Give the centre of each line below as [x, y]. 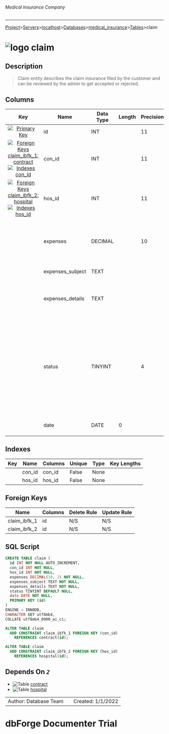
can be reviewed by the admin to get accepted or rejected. [78, 84]
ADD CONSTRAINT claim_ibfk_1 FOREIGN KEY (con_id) [64, 633]
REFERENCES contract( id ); [41, 638]
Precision [152, 117]
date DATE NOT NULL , [31, 596]
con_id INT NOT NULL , [32, 568]
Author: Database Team [36, 701]
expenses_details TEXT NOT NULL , [45, 586]
